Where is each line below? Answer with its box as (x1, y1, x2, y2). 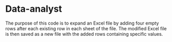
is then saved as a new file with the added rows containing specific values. (5, 31, 163, 37)
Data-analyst (5, 3, 62, 15)
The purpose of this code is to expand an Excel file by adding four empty (5, 20, 159, 26)
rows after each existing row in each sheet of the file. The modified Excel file (5, 25, 167, 31)
